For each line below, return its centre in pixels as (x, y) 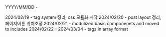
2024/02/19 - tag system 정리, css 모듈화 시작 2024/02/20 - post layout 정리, (83, 17)
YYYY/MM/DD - (21, 7)
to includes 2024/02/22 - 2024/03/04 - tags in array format (67, 29)
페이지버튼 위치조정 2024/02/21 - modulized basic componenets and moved (82, 23)
